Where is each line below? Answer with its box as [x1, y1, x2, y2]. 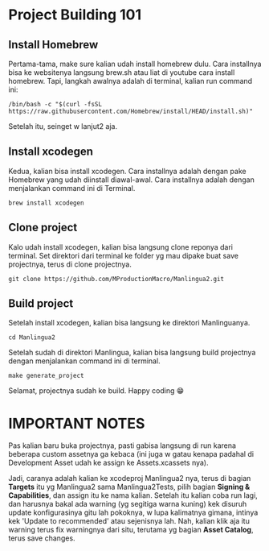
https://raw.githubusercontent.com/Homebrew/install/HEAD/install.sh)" [8, 107, 253, 115]
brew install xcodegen [8, 199, 84, 207]
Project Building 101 [8, 6, 142, 24]
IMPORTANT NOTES [8, 414, 145, 433]
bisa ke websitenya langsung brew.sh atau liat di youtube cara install [8, 68, 235, 77]
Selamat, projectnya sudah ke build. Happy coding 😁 [8, 386, 185, 396]
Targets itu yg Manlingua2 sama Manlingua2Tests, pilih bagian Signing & [8, 482, 251, 492]
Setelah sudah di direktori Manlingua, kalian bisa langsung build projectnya [8, 348, 256, 358]
